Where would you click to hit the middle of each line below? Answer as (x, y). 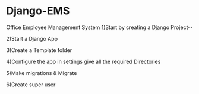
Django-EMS (38, 11)
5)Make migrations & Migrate (42, 73)
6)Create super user (31, 85)
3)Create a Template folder (39, 50)
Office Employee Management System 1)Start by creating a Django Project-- (99, 27)
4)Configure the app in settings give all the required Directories (83, 61)
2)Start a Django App (32, 38)
